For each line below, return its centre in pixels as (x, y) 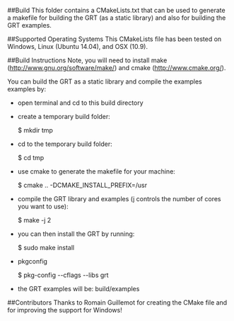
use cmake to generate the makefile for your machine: (96, 171)
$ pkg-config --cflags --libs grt (63, 275)
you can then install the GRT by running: (76, 234)
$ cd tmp (31, 158)
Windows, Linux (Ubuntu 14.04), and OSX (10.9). (78, 46)
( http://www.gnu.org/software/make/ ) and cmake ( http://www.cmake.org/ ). (117, 68)
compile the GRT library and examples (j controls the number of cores (119, 199)
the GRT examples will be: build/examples (78, 289)
